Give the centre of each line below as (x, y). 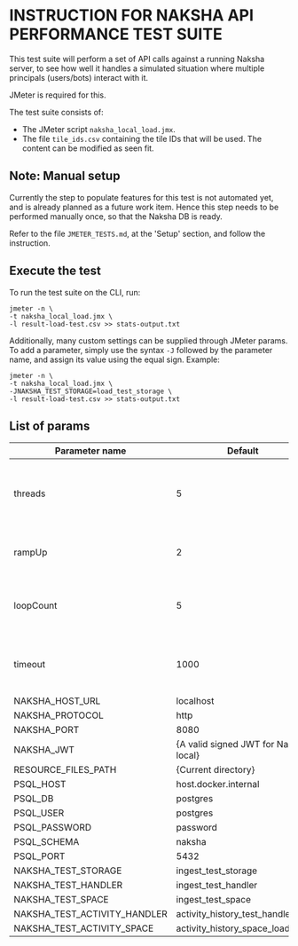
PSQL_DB (34, 799)
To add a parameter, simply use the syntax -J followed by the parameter (141, 350)
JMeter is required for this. (58, 95)
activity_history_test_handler (235, 914)
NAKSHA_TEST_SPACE (61, 900)
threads (30, 493)
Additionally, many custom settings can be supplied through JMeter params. (149, 340)
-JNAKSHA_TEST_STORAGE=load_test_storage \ (91, 391)
